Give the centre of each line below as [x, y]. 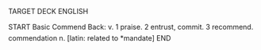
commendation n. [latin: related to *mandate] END [90, 38]
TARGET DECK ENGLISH [48, 11]
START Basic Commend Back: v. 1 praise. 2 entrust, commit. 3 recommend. [131, 27]
